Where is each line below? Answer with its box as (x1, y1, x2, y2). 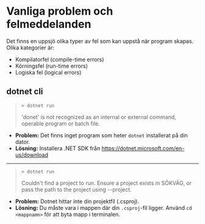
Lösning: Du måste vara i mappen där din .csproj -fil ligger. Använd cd (15, 204, 192, 211)
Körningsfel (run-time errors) (15, 62, 88, 70)
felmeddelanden (6, 17, 92, 31)
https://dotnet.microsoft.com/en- (101, 145, 185, 152)
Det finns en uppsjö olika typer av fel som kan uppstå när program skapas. (6, 37, 194, 45)
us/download (15, 151, 49, 158)
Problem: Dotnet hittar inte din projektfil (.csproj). (15, 197, 139, 205)
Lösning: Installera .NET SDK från (15, 145, 101, 152)
